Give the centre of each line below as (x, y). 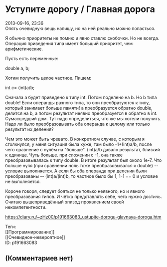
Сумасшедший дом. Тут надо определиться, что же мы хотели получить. (83, 118)
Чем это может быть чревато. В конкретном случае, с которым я (75, 139)
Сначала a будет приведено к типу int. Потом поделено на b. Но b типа (81, 97)
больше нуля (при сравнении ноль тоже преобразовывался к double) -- (82, 165)
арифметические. (24, 49)
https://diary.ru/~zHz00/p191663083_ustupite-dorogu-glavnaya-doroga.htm (83, 217)
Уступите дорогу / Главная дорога (80, 9)
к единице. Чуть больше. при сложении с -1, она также (64, 155)
